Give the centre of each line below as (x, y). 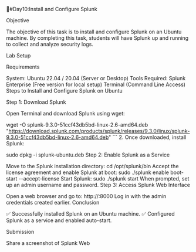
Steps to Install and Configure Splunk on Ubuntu (65, 91)
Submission (20, 232)
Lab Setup (18, 55)
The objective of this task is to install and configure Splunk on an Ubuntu (94, 32)
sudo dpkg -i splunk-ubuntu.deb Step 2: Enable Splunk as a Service (88, 155)
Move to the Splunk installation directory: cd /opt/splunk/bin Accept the (92, 166)
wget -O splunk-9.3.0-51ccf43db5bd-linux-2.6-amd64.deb (77, 125)
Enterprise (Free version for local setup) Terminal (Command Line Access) (96, 84)
